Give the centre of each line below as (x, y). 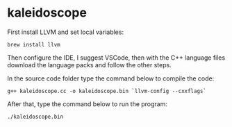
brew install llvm (34, 44)
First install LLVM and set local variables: (65, 32)
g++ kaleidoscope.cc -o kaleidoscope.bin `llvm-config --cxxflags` (107, 91)
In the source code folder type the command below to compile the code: (111, 78)
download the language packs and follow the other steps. (89, 65)
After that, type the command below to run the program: (88, 104)
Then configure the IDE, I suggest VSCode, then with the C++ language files (116, 58)
